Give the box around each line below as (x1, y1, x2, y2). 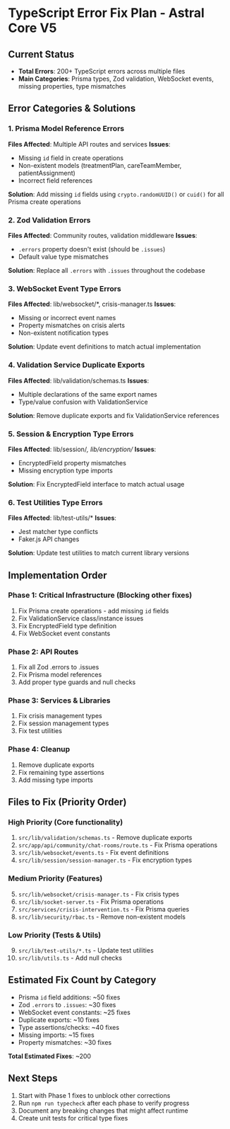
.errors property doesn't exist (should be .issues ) (18, 244, 166, 253)
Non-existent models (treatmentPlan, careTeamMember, (18, 161, 182, 169)
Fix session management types (18, 719, 109, 727)
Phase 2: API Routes (8, 647, 79, 657)
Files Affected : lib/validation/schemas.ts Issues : (8, 376, 150, 385)
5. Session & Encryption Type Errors (8, 429, 134, 438)
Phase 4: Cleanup (8, 744, 71, 754)
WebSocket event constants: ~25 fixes (18, 1008, 131, 1016)
